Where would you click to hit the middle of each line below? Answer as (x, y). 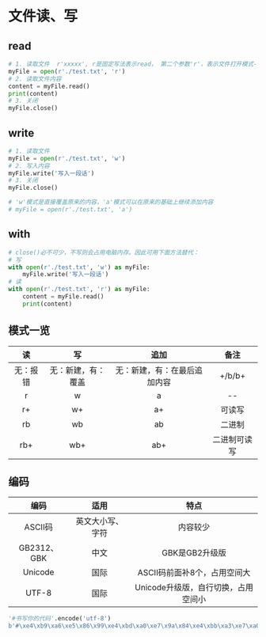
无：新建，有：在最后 (155, 370)
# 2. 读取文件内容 (35, 79)
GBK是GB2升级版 (194, 553)
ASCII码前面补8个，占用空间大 (194, 573)
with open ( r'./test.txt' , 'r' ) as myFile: (79, 290)
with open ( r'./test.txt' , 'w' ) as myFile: (79, 267)
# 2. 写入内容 (29, 166)
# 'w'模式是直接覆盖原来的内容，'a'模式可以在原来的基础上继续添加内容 (111, 203)
